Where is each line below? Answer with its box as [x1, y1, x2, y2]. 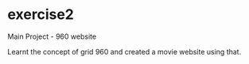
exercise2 [7, 6, 75, 24]
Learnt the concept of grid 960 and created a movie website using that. [7, 47, 242, 56]
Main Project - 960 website [7, 32, 97, 41]
